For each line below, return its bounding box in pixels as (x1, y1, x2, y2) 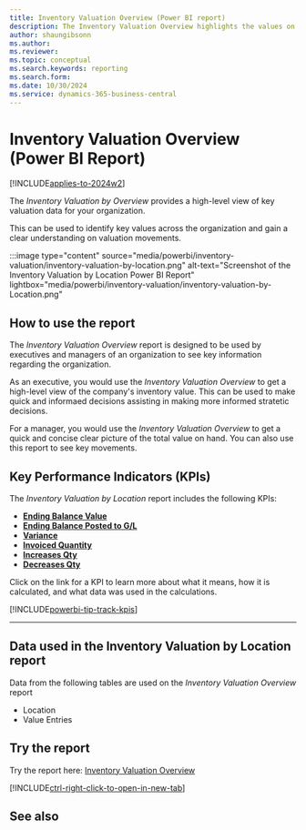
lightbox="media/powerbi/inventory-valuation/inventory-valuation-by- (9, 279, 272, 290)
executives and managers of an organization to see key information (9, 349, 262, 360)
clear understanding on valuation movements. (9, 233, 182, 244)
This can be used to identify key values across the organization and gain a (9, 223, 289, 234)
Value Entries (22, 714, 73, 724)
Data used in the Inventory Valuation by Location (9, 639, 291, 654)
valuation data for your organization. (9, 206, 146, 217)
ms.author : (9, 38, 51, 48)
